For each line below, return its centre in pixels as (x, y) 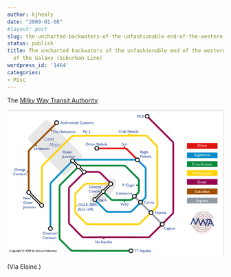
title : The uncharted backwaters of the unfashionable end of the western (117, 51)
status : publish (30, 44)
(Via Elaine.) (24, 266)
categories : (24, 72)
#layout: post (27, 29)
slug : (15, 36)
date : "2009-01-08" (35, 22)
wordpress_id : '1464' (38, 65)
